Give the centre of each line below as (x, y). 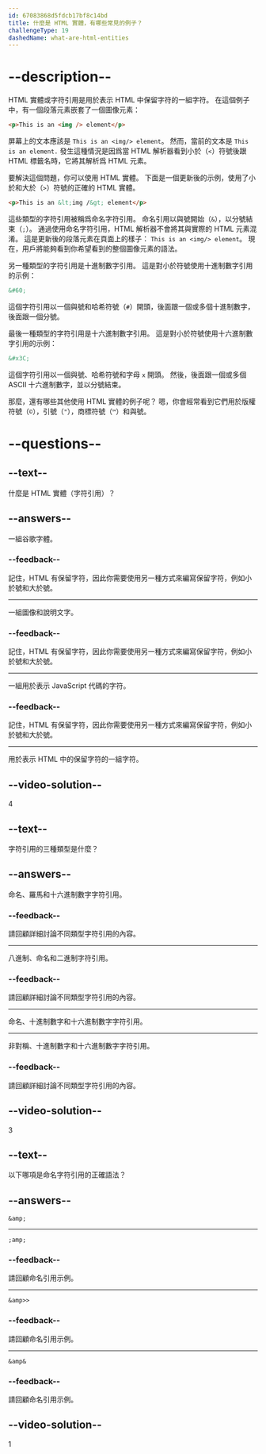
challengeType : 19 (38, 30)
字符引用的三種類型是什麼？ (53, 849)
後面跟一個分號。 (36, 316)
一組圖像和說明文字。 (43, 612)
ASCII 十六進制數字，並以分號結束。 (67, 384)
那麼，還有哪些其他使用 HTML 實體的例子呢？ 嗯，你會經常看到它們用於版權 (132, 401)
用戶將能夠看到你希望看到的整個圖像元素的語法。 (102, 248)
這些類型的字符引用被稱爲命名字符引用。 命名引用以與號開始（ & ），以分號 (127, 218)
